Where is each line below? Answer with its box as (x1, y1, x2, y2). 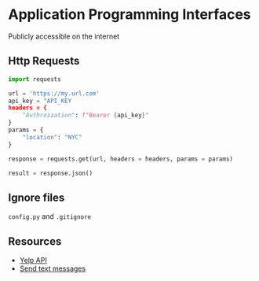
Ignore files (8, 190, 65, 204)
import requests (8, 75, 61, 83)
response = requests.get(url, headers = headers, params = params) (8, 155, 234, 163)
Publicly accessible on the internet (8, 31, 120, 41)
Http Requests (8, 54, 80, 68)
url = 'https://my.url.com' (8, 89, 100, 98)
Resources (8, 235, 62, 248)
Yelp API (19, 256, 47, 264)
